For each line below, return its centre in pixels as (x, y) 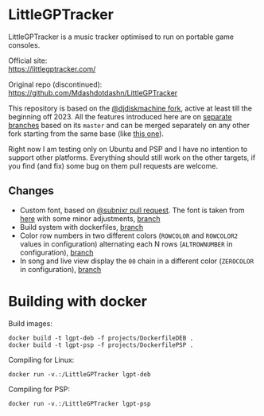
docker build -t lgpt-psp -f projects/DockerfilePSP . (101, 345)
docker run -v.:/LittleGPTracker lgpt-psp (80, 403)
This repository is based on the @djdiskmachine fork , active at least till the (130, 108)
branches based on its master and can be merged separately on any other (129, 125)
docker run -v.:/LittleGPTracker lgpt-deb (80, 374)
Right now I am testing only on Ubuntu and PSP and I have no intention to (128, 149)
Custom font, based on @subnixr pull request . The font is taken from (132, 210)
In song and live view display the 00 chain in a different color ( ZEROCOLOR (137, 261)
